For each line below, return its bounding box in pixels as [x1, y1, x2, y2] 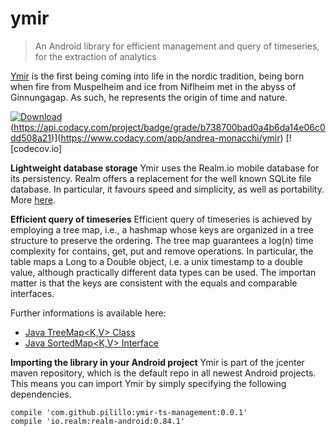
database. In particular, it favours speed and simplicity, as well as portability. [10, 183, 325, 195]
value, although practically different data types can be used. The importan [10, 266, 317, 278]
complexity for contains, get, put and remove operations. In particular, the [10, 245, 314, 257]
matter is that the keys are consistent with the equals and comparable [10, 277, 298, 289]
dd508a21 [10, 132, 52, 144]
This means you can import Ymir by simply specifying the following [10, 377, 287, 389]
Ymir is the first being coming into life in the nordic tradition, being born [10, 70, 305, 82]
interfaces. [10, 287, 55, 299]
